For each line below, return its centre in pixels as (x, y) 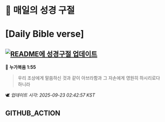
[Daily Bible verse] (45, 34)
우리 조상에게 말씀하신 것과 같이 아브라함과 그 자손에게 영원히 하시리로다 (89, 78)
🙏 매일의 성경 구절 (40, 10)
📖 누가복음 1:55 (21, 67)
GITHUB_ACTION (33, 113)
